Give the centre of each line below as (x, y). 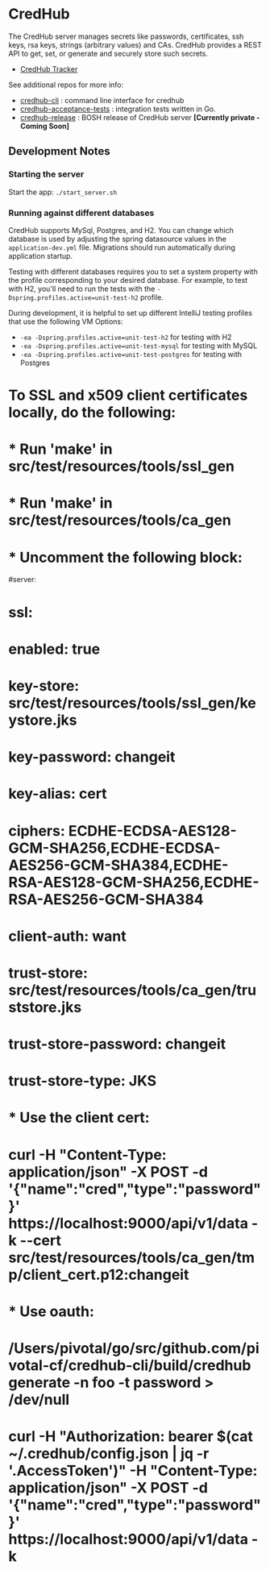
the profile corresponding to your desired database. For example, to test (128, 280)
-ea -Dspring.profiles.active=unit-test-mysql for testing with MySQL (139, 345)
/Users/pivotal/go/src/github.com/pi (134, 1349)
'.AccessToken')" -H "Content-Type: (133, 1471)
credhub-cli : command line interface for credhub (102, 100)
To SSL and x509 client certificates (128, 395)
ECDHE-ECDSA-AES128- (153, 831)
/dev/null (39, 1400)
